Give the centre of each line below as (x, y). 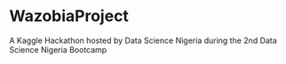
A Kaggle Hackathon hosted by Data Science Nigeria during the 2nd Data (143, 40)
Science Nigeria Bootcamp (58, 49)
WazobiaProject (69, 16)
